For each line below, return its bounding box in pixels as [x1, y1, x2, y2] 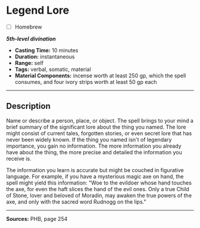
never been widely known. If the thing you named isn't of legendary [6, 136, 172, 143]
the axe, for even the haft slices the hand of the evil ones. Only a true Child [6, 185, 189, 192]
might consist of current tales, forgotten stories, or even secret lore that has [6, 129, 192, 137]
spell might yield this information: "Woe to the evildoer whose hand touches [6, 179, 192, 186]
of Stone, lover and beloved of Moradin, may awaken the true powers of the [6, 192, 192, 199]
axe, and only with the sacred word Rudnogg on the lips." [6, 198, 146, 205]
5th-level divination [6, 35, 57, 42]
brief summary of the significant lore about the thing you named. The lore [6, 123, 186, 130]
